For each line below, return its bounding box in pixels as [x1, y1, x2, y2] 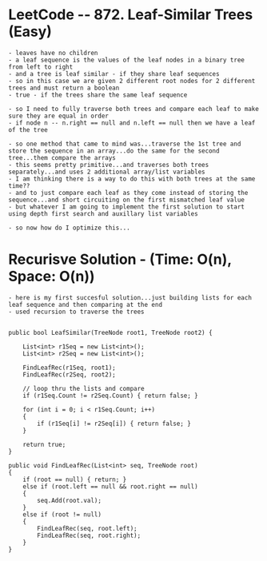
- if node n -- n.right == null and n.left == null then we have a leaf [8, 118, 256, 127]
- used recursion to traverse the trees [8, 308, 145, 316]
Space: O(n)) [8, 268, 95, 285]
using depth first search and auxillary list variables [8, 209, 198, 217]
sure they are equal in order [8, 112, 110, 120]
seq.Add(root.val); [37, 496, 102, 504]
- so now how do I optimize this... [8, 224, 130, 232]
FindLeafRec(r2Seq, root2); [22, 370, 116, 379]
